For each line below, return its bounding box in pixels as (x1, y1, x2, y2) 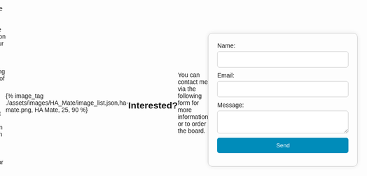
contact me (177, 78, 208, 86)
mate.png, (5, 106, 34, 114)
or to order (177, 120, 207, 128)
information (177, 113, 209, 121)
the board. (177, 127, 206, 135)
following (177, 92, 202, 100)
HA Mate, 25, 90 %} (34, 106, 88, 114)
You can (177, 71, 200, 79)
